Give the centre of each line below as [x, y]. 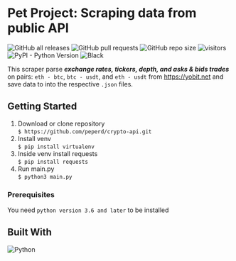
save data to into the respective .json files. [70, 84]
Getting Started [42, 107]
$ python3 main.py [45, 177]
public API [38, 28]
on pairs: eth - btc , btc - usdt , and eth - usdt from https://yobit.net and [116, 77]
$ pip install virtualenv [56, 147]
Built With [29, 232]
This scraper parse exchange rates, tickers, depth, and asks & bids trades [118, 69]
